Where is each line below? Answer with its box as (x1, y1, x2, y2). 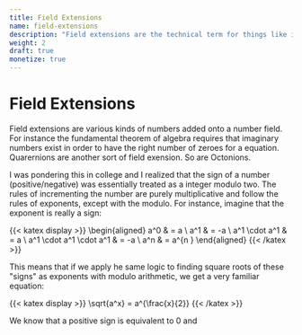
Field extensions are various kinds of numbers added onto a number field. (9, 123, 283, 134)
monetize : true (9, 55, 67, 64)
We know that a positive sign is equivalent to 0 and (9, 315, 198, 326)
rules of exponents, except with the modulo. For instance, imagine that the (9, 198, 285, 208)
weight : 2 (9, 38, 47, 48)
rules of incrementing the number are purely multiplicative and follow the (9, 188, 279, 198)
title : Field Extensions (9, 13, 102, 22)
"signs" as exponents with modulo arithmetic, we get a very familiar (9, 270, 260, 281)
